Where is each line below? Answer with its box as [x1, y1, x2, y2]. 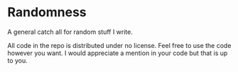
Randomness [7, 4, 87, 20]
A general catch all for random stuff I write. [7, 28, 134, 36]
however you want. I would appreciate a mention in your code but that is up [7, 49, 228, 57]
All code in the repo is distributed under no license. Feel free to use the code [7, 41, 232, 49]
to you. [7, 56, 28, 64]
